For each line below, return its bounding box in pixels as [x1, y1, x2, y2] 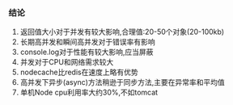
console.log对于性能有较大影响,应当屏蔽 [19, 47, 154, 57]
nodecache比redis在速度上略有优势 [19, 67, 139, 78]
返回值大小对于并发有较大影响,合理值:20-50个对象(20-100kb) [19, 27, 225, 37]
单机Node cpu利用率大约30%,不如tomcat [19, 87, 159, 98]
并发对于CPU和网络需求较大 [19, 57, 114, 67]
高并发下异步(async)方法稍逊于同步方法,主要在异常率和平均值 [19, 78, 225, 87]
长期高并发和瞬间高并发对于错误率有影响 [19, 37, 155, 47]
